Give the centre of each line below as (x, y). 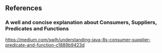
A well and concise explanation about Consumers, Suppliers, (81, 22)
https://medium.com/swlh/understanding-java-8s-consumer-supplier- (78, 39)
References (24, 8)
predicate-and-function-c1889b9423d (45, 45)
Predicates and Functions (37, 28)
